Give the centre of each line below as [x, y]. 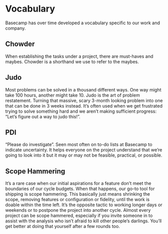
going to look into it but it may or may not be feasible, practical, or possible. [84, 155]
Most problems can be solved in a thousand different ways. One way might [83, 89]
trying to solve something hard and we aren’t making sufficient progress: [81, 111]
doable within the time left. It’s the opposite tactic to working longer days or [84, 205]
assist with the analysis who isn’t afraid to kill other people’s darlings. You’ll [83, 221]
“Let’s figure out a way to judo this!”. [43, 116]
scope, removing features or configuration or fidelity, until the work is [77, 200]
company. [16, 28]
